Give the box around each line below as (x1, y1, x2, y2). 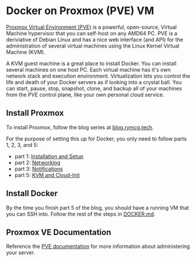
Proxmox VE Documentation (6, 227, 111, 237)
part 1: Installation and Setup (14, 153, 84, 160)
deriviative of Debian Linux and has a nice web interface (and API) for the (6, 36, 184, 43)
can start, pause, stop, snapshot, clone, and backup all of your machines (6, 85, 183, 92)
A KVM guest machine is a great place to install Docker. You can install (6, 60, 177, 67)
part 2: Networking (14, 159, 60, 166)
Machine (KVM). (6, 48, 46, 55)
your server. (6, 249, 35, 256)
